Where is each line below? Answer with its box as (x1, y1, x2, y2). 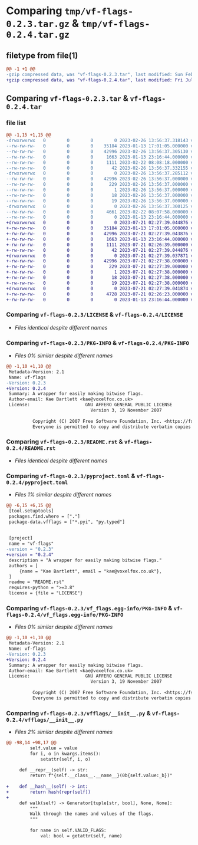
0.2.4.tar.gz (6, 29, 70, 41)
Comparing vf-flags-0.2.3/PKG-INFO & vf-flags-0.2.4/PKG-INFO (6, 338, 190, 347)
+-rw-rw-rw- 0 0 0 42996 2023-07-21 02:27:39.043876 (6, 231, 189, 237)
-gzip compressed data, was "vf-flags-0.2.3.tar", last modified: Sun (6, 71, 183, 77)
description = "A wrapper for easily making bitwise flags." (8, 557, 162, 563)
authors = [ (8, 563, 38, 568)
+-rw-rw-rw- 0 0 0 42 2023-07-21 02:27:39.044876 (6, 247, 189, 253)
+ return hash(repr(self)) (6, 789, 91, 795)
